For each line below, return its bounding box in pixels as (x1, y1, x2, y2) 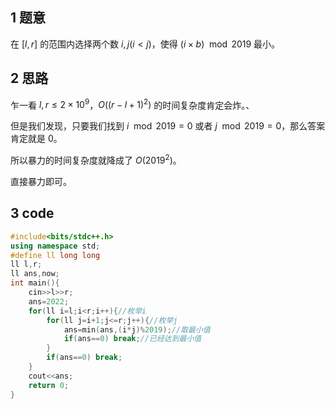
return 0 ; (28, 380, 70, 390)
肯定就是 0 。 (10, 133, 63, 145)
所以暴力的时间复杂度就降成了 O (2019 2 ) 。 (10, 153, 182, 166)
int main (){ (10, 278, 60, 288)
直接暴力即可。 (10, 175, 72, 187)
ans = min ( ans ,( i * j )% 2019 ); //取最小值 (63, 324, 211, 335)
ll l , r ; (10, 259, 43, 270)
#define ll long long (10, 250, 101, 260)
